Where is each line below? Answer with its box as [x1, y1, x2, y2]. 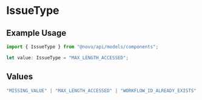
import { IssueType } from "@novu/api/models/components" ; [6, 44, 159, 50]
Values [6, 72, 33, 82]
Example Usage [6, 28, 67, 38]
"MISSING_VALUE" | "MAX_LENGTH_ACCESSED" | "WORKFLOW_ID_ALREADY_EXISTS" [6, 87, 197, 94]
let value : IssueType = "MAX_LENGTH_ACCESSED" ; [6, 55, 129, 61]
